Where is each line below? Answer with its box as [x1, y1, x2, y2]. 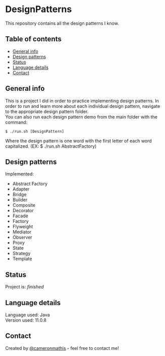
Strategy [12, 251, 31, 257]
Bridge [12, 192, 27, 198]
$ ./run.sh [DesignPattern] [5, 129, 65, 134]
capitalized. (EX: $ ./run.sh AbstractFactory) [5, 143, 97, 149]
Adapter [12, 186, 30, 192]
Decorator [12, 208, 34, 214]
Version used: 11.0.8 [5, 317, 47, 323]
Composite [12, 202, 36, 208]
